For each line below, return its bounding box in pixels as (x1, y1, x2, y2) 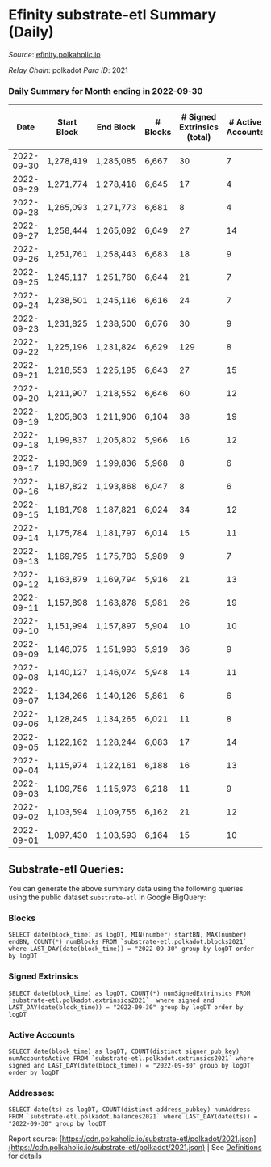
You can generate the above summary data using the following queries (8, 884, 244, 894)
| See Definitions (206, 1143, 262, 1152)
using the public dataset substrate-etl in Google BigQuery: (8, 892, 206, 903)
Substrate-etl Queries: (8, 862, 124, 876)
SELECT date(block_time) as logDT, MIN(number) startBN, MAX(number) (8, 931, 248, 939)
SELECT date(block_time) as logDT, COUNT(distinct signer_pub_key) (8, 1047, 240, 1055)
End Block (96, 121, 136, 133)
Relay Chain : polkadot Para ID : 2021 (8, 65, 129, 74)
